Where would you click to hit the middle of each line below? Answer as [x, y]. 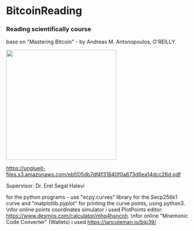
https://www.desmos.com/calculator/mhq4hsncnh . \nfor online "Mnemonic [97, 216]
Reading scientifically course [49, 29]
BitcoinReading [44, 11]
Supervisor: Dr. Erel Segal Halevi [45, 186]
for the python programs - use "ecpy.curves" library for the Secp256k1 [92, 197]
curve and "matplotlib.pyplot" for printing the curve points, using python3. [96, 203]
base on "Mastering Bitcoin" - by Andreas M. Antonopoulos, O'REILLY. [91, 42]
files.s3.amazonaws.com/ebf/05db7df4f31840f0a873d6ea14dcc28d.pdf [93, 175]
